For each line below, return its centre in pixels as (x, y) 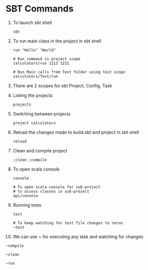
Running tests (27, 205)
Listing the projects (33, 95)
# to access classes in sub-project (51, 191)
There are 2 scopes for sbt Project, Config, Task (62, 85)
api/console (25, 195)
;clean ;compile (30, 160)
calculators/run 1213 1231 (41, 63)
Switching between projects (42, 113)
